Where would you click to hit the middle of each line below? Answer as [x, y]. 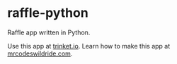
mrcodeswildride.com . [40, 53]
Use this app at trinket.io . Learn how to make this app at [89, 46]
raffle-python [48, 13]
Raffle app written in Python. [49, 32]
